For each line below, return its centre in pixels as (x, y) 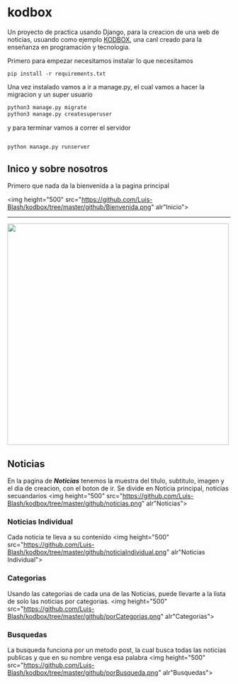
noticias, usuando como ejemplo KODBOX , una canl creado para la (105, 39)
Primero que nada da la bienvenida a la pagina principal (89, 186)
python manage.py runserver (49, 147)
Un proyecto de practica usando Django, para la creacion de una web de (113, 32)
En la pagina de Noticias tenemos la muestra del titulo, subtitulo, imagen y (116, 481)
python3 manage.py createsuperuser (60, 114)
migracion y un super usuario (50, 94)
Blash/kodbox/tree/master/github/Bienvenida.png (79, 207)
